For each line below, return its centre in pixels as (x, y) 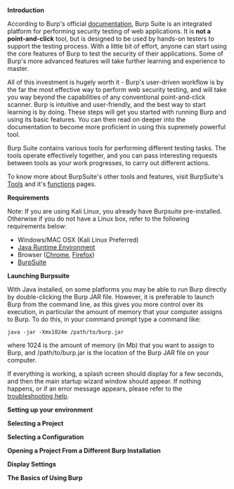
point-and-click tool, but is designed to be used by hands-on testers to (111, 39)
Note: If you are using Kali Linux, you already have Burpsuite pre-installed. (115, 211)
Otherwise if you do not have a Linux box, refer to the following (98, 219)
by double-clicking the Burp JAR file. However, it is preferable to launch (111, 297)
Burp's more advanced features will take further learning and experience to (116, 61)
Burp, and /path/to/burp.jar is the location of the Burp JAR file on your (108, 353)
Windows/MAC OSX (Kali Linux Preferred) (78, 240)
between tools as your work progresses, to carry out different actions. (109, 163)
